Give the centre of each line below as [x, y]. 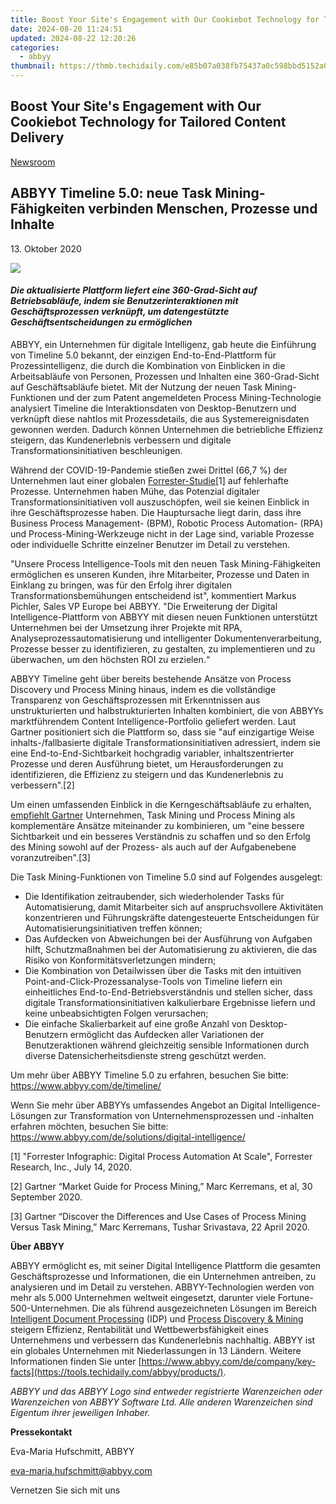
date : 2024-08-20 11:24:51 [66, 29]
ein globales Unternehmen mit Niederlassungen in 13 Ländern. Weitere [156, 1350]
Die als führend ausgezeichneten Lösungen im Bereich [204, 1308]
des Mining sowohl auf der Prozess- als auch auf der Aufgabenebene [153, 847]
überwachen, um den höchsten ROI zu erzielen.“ [110, 659]
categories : [35, 47]
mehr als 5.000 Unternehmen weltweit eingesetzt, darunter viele [143, 1297]
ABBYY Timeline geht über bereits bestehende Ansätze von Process [151, 678]
